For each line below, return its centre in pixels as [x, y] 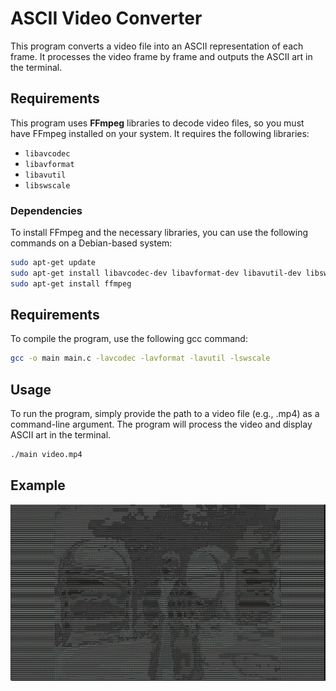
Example [38, 485]
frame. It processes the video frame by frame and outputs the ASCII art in [161, 56]
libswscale [47, 185]
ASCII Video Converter [106, 18]
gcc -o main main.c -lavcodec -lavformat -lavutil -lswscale [140, 358]
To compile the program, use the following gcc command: [129, 339]
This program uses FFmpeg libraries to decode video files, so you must [157, 123]
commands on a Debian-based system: [91, 243]
